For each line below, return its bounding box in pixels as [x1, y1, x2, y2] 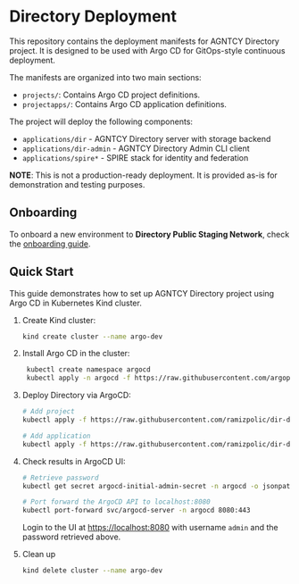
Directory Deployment [9, 6, 177, 27]
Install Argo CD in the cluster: [21, 348, 130, 359]
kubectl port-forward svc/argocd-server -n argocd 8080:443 [21, 506, 251, 515]
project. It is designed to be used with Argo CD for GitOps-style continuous [9, 45, 286, 55]
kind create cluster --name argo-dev [21, 332, 163, 341]
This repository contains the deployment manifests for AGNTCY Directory [9, 36, 279, 46]
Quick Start [9, 264, 74, 279]
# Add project [21, 407, 75, 416]
